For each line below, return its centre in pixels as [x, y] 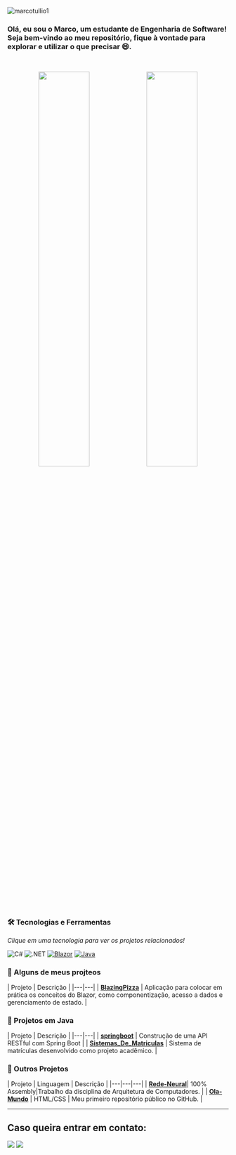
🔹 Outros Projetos [38, 1069]
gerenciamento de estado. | [47, 1002]
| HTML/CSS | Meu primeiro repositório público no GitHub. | [116, 1099]
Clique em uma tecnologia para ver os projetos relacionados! [96, 940]
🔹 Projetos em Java [41, 1020]
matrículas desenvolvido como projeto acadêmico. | [82, 1051]
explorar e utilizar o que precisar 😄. [70, 46]
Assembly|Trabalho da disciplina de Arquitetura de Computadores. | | [107, 1092]
